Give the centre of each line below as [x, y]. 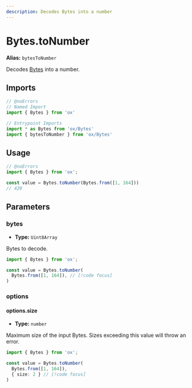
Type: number [31, 324]
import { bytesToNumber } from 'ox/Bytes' [59, 134]
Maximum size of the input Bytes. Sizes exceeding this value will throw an [96, 335]
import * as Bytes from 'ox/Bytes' [50, 129]
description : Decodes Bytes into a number [59, 12]
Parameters [28, 207]
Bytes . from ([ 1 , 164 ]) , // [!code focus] [62, 276]
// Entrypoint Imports [34, 123]
